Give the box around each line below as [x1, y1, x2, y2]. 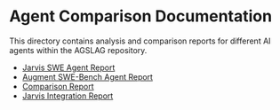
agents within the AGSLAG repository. [9, 44, 148, 55]
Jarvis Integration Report [21, 90, 114, 101]
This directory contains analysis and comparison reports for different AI [9, 35, 271, 46]
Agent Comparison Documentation [9, 6, 273, 27]
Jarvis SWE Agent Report [21, 62, 116, 73]
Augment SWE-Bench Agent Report [21, 71, 154, 82]
